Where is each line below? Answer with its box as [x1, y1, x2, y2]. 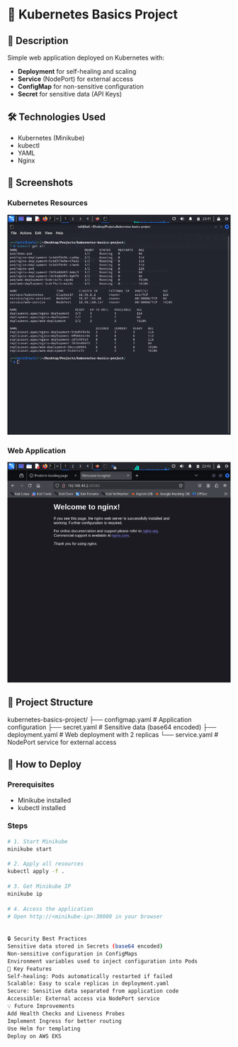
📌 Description [7, 35, 69, 47]
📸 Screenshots [7, 177, 74, 189]
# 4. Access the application [7, 905, 93, 912]
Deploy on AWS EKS [7, 1032, 62, 1040]
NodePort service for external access [7, 738, 117, 746]
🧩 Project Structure [7, 697, 93, 709]
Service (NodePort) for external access [17, 74, 133, 83]
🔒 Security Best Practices [7, 936, 87, 943]
